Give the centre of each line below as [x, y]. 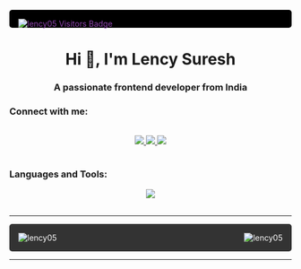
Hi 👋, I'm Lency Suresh [150, 60]
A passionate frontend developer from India [150, 88]
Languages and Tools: [58, 174]
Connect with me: [49, 111]
